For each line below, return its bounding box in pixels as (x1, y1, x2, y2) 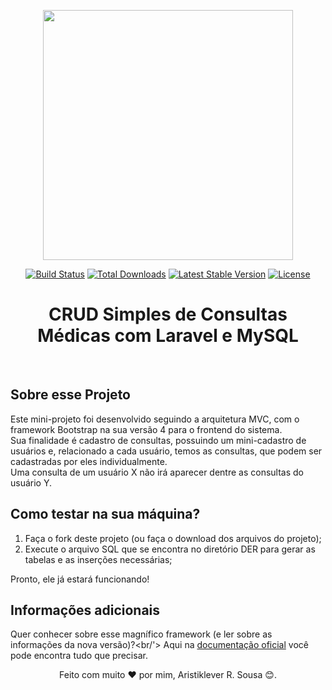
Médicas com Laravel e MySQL (37, 325, 299, 347)
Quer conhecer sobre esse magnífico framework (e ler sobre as (10, 628, 273, 640)
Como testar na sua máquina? (10, 506, 201, 523)
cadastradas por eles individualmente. (10, 455, 168, 467)
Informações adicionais (10, 601, 161, 619)
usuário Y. (10, 476, 53, 489)
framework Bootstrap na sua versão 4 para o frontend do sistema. (10, 423, 283, 435)
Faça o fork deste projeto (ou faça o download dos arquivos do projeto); (24, 532, 322, 544)
